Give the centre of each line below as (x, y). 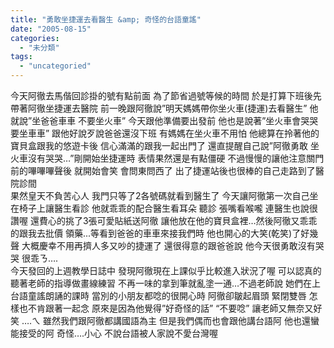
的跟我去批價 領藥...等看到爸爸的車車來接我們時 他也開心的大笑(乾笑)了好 (160, 233)
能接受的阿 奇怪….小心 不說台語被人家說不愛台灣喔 (114, 333)
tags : (21, 57)
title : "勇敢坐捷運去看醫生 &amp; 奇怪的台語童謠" (106, 19)
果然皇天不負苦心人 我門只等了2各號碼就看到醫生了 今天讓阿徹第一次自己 (160, 195)
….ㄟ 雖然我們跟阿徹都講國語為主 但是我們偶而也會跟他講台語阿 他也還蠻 (170, 320)
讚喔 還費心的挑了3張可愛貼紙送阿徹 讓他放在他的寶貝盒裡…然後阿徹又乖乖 (164, 220)
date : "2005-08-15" (51, 29)
